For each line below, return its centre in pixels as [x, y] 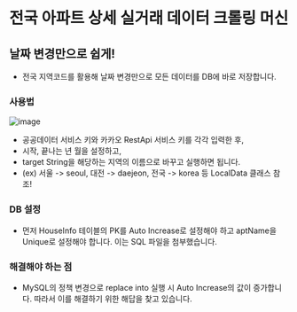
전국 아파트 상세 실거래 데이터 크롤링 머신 [149, 18]
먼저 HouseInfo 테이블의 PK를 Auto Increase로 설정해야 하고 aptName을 [149, 230]
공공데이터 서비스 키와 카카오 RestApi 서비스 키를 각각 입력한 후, [133, 140]
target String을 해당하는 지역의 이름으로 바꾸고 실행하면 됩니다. [131, 162]
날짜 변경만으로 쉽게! [62, 54]
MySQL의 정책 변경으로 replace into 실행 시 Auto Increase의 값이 [137, 287]
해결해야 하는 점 [41, 267]
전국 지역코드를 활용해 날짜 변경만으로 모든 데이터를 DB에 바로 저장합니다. [149, 77]
